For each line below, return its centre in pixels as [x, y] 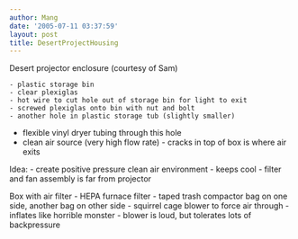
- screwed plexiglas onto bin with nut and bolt [102, 109]
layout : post [34, 34]
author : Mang [34, 18]
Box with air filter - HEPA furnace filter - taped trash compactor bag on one [149, 196]
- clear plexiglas [44, 93]
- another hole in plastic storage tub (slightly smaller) [122, 116]
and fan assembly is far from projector [80, 179]
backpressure [35, 225]
